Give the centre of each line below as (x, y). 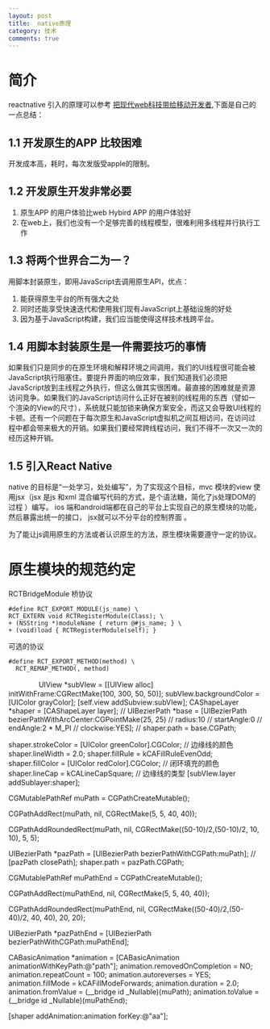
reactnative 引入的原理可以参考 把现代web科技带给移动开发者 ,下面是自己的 (132, 105)
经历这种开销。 (33, 438)
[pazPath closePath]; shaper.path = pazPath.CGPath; (96, 862)
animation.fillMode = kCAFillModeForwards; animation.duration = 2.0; (124, 983)
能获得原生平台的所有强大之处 (69, 299)
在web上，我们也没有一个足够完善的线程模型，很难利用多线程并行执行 (137, 222)
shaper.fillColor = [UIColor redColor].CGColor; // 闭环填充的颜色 (114, 763)
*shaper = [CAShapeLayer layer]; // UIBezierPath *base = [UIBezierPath (128, 711)
